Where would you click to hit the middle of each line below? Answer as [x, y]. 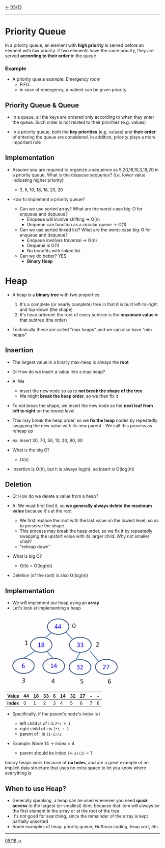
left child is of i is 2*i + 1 [45, 723]
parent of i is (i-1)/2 [41, 734]
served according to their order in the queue [51, 56]
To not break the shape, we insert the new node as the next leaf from [82, 406]
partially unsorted [30, 821]
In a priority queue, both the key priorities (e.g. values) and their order [84, 132]
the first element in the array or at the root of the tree [66, 811]
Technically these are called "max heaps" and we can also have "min [82, 329]
